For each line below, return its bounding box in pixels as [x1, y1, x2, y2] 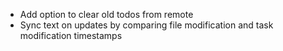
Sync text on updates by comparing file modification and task [19, 19, 274, 31]
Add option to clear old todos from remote [19, 9, 194, 20]
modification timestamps [19, 30, 123, 41]
